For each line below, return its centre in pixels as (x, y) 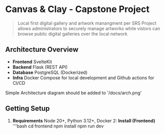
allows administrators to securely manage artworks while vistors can (89, 28)
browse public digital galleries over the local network (72, 34)
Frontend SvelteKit (32, 62)
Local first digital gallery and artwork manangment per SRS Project (87, 23)
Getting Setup (27, 109)
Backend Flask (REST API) (40, 67)
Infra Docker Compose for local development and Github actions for (83, 78)
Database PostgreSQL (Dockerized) (50, 72)
